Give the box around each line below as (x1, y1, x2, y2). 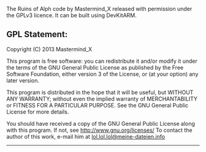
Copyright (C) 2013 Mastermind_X (6, 45, 93, 52)
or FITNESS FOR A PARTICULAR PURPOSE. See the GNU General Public (6, 101, 189, 109)
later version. (6, 76, 40, 84)
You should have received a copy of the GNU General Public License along (6, 120, 195, 127)
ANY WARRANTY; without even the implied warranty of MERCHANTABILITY (6, 95, 198, 103)
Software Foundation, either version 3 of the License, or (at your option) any (6, 70, 199, 78)
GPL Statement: (6, 29, 68, 40)
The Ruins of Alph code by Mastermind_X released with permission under (6, 5, 193, 12)
